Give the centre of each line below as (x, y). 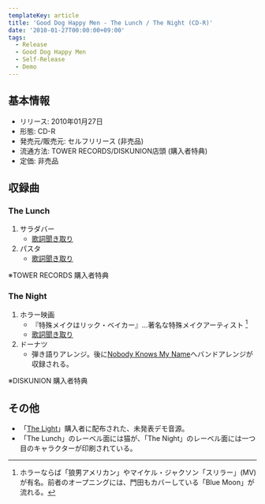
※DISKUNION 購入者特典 (48, 381)
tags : (17, 37)
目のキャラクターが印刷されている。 (78, 448)
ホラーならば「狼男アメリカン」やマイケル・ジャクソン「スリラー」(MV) (138, 472)
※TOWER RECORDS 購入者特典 (58, 275)
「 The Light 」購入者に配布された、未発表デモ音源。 (104, 429)
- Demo (26, 67)
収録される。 (52, 364)
